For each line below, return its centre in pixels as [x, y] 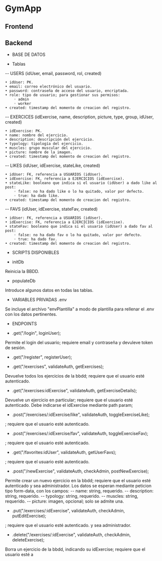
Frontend [19, 27]
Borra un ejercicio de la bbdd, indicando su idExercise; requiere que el [75, 549]
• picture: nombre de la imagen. [39, 152]
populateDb [24, 281]
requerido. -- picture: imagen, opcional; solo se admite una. [65, 501]
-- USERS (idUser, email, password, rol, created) [53, 73]
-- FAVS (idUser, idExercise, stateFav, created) [51, 209]
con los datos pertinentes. [31, 314]
